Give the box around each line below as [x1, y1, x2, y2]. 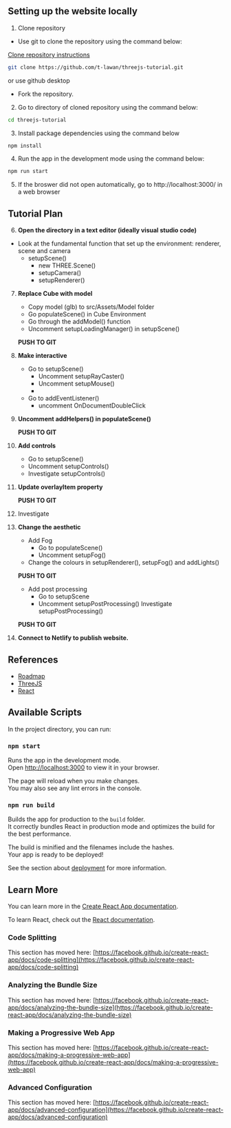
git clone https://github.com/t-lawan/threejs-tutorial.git [8, 63, 184, 71]
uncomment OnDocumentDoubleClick [38, 401, 146, 410]
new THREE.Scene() [38, 261, 96, 270]
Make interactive [17, 352, 67, 360]
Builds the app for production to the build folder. [8, 815, 146, 823]
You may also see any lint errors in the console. [8, 784, 142, 792]
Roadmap [17, 672, 45, 680]
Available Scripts [8, 707, 82, 718]
